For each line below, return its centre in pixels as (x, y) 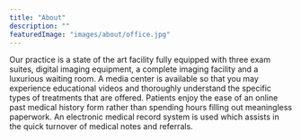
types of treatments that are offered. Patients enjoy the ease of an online (144, 98)
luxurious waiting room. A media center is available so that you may (134, 79)
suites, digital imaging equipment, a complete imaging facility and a (134, 69)
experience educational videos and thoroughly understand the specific (141, 88)
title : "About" (38, 17)
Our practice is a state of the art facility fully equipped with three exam (140, 60)
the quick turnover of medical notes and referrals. (101, 127)
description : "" (40, 26)
